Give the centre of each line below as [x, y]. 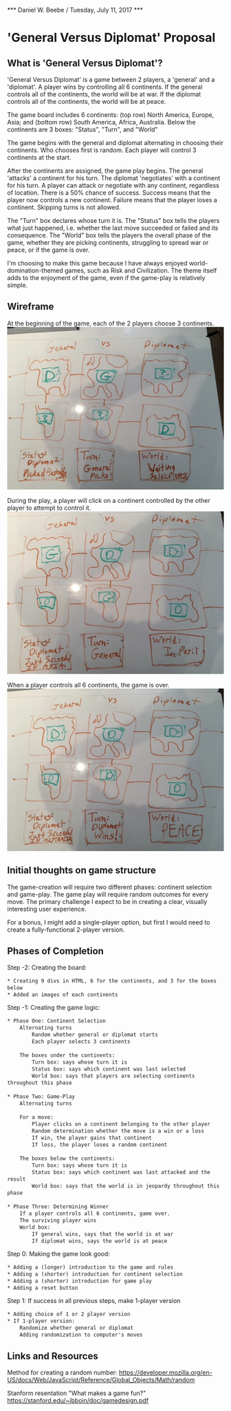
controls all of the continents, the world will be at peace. [87, 101]
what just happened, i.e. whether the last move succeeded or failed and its [113, 228]
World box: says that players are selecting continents [113, 1076]
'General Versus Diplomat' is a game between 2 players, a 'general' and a [111, 79]
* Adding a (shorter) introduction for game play [80, 1281]
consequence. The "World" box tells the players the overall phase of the [109, 235]
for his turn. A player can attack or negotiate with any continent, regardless [113, 185]
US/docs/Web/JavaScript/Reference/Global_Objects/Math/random [101, 1380]
